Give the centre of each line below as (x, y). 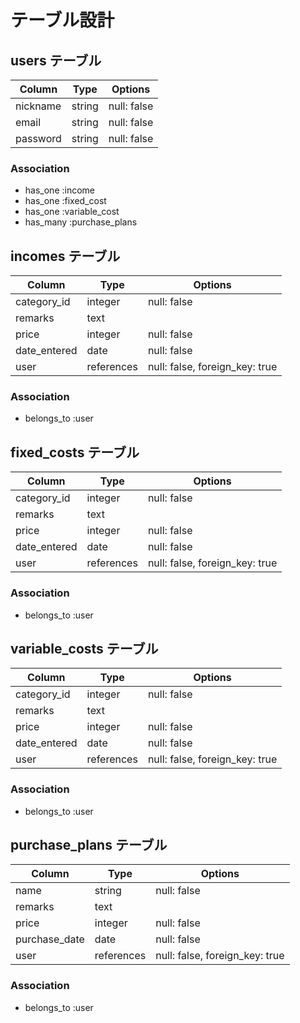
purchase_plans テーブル (89, 845)
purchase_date (50, 939)
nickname (38, 106)
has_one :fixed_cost (65, 201)
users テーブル (56, 60)
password (38, 138)
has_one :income (59, 190)
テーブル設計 (62, 20)
